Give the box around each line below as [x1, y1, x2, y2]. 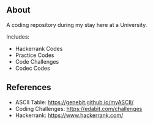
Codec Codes [15, 64, 50, 72]
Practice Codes [15, 51, 54, 59]
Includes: [6, 33, 29, 40]
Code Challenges [15, 58, 59, 65]
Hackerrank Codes [15, 45, 63, 52]
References [6, 82, 51, 93]
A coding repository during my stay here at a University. [6, 21, 147, 28]
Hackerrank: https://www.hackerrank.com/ [15, 112, 124, 119]
